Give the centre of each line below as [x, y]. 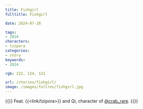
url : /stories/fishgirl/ [31, 82]
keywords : [15, 60]
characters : [17, 42]
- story [13, 55]
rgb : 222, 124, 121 [25, 73]
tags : [11, 32]
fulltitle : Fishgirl [27, 14]
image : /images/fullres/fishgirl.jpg [44, 87]
